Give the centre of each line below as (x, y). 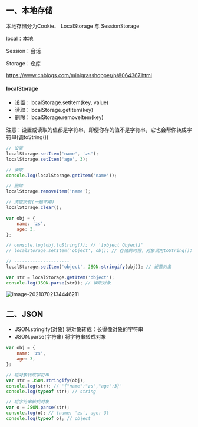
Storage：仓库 (24, 63)
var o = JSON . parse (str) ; (38, 408)
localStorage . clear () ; (34, 208)
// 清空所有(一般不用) (30, 202)
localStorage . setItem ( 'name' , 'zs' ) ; (52, 154)
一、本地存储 (29, 11)
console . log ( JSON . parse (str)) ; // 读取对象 (58, 283)
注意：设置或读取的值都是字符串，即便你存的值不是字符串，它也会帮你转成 (96, 130)
